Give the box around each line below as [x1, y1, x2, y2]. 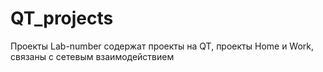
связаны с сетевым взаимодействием [10, 50, 175, 62]
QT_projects [10, 7, 114, 30]
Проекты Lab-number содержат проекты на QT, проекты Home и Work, [10, 40, 315, 52]
